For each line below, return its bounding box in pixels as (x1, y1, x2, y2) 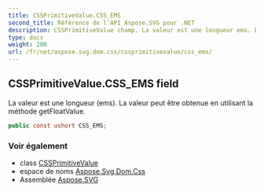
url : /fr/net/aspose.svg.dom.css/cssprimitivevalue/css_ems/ (8, 48, 213, 56)
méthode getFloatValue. (8, 106, 86, 116)
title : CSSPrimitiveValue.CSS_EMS (8, 11, 122, 20)
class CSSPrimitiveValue (19, 158, 99, 168)
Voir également (8, 140, 68, 151)
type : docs (8, 33, 44, 42)
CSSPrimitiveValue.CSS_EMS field (8, 77, 179, 90)
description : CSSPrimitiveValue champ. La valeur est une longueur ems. (8, 26, 251, 34)
